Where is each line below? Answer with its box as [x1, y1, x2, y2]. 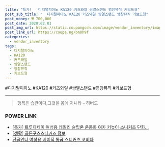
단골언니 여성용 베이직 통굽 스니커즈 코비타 [12, 137, 94, 143]
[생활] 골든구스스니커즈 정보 [12, 130, 66, 136]
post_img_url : [5, 25, 34, 30]
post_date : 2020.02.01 [5, 21, 52, 26]
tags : [5, 44, 16, 49]
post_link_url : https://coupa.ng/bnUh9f [5, 30, 89, 35]
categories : [5, 35, 29, 40]
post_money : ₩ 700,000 [5, 16, 52, 21]
